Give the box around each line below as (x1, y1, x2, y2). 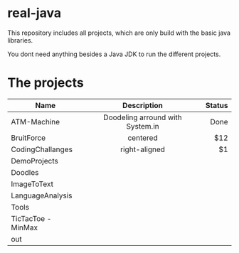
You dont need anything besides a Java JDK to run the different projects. (7, 50, 221, 58)
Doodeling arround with (102, 112, 183, 122)
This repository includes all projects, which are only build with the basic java (7, 28, 231, 37)
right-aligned (120, 144, 166, 154)
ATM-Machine (11, 117, 60, 126)
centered (127, 133, 158, 143)
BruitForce (11, 133, 46, 143)
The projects (7, 75, 84, 91)
